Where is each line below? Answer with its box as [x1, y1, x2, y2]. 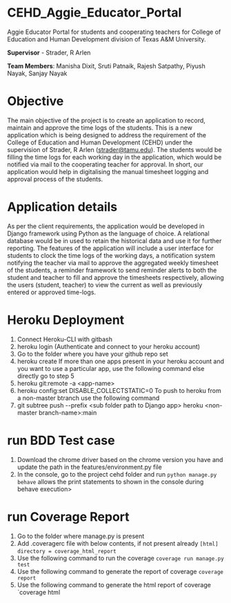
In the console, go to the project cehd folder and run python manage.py [17, 470, 217, 478]
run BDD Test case [7, 432, 115, 448]
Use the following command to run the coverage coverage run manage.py [17, 554, 224, 562]
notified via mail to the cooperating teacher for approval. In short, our [7, 160, 203, 169]
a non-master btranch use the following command [17, 394, 160, 402]
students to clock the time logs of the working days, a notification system [7, 251, 216, 260]
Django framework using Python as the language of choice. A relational [7, 229, 210, 238]
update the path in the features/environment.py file [17, 463, 162, 471]
